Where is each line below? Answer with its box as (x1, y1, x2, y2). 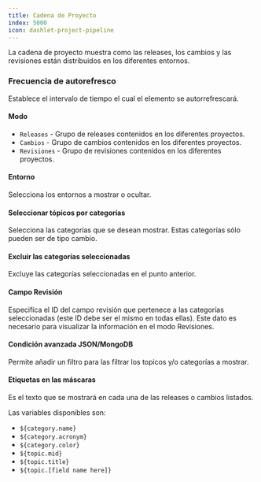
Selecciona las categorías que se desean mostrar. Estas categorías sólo (8, 225, 241, 235)
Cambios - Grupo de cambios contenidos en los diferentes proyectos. (19, 137, 242, 146)
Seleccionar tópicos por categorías (8, 208, 126, 217)
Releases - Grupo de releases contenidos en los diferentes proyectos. (19, 129, 245, 139)
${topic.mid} (19, 450, 63, 458)
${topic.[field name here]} (19, 466, 112, 475)
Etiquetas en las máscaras (8, 375, 96, 384)
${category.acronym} (19, 433, 87, 441)
